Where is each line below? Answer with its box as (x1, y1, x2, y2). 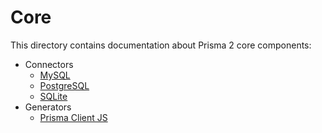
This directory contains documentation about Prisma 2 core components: (10, 39, 312, 51)
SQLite (39, 90, 68, 102)
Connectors (24, 58, 74, 70)
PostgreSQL (39, 79, 90, 91)
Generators (24, 101, 72, 113)
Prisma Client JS (39, 111, 108, 123)
